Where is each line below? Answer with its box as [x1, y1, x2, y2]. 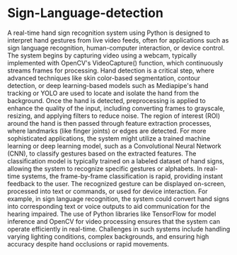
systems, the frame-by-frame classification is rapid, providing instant [21, 172, 224, 180]
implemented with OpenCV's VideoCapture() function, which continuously [7, 58, 224, 67]
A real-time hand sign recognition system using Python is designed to [7, 28, 211, 37]
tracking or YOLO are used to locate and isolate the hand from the [7, 89, 200, 97]
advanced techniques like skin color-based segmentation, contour [7, 73, 200, 82]
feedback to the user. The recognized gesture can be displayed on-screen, [7, 179, 226, 188]
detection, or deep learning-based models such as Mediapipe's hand [7, 81, 209, 89]
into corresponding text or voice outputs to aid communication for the [7, 202, 210, 210]
